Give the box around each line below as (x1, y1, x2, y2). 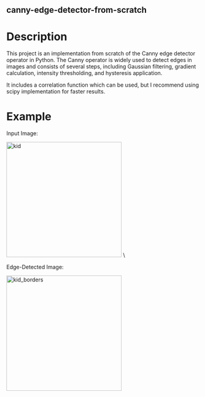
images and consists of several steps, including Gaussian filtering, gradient (6, 63, 196, 70)
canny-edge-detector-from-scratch (6, 5, 147, 15)
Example (6, 109, 52, 124)
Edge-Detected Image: (6, 264, 64, 271)
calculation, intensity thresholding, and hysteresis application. (6, 69, 163, 77)
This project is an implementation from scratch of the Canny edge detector (6, 50, 196, 57)
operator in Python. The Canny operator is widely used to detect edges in (6, 57, 192, 64)
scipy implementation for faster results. (6, 88, 106, 95)
